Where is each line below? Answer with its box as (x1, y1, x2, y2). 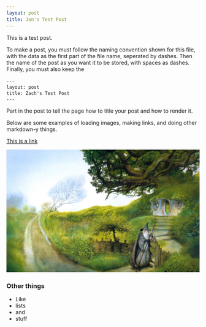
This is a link (6, 137, 38, 145)
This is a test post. (6, 34, 53, 41)
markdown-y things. (6, 126, 58, 133)
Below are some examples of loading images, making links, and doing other (6, 119, 197, 126)
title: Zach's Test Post (6, 90, 70, 96)
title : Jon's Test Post (6, 16, 67, 23)
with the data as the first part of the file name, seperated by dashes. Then (6, 52, 193, 59)
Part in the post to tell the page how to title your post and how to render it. (6, 107, 193, 115)
